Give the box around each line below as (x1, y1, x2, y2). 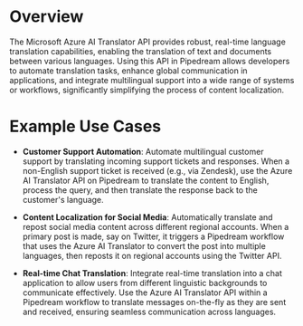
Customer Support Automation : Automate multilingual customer (22, 146, 264, 157)
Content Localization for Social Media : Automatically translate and (22, 211, 273, 223)
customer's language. (22, 194, 104, 205)
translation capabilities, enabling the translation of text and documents (9, 45, 272, 56)
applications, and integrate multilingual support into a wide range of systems (9, 74, 295, 85)
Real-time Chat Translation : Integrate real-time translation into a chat (22, 267, 283, 278)
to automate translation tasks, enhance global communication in (9, 65, 248, 76)
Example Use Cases (9, 116, 162, 137)
